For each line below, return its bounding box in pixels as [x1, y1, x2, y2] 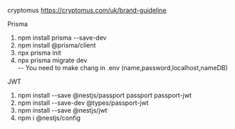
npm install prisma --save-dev [17, 33, 107, 42]
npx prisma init [17, 49, 62, 57]
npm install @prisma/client [17, 41, 96, 49]
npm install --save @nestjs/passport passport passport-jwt [17, 91, 192, 99]
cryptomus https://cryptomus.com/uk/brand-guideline [7, 6, 167, 14]
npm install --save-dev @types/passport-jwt [17, 99, 149, 107]
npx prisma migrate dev [17, 56, 88, 64]
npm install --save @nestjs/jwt [17, 106, 108, 114]
